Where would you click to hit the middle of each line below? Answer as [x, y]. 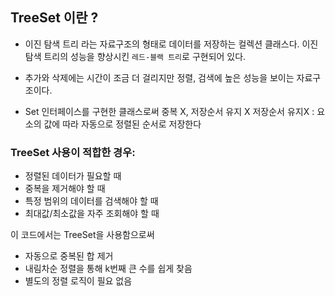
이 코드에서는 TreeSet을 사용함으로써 [82, 235]
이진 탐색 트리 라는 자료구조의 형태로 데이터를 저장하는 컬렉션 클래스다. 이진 [171, 44]
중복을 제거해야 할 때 [65, 189]
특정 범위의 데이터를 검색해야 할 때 [91, 201]
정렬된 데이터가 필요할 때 [73, 176]
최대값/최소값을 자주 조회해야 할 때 [92, 214]
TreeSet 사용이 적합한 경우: [73, 152]
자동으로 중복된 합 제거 [69, 256]
